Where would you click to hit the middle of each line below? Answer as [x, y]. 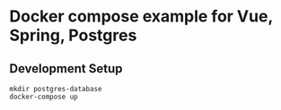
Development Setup [66, 68]
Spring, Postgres [73, 35]
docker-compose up [44, 97]
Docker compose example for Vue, [141, 17]
